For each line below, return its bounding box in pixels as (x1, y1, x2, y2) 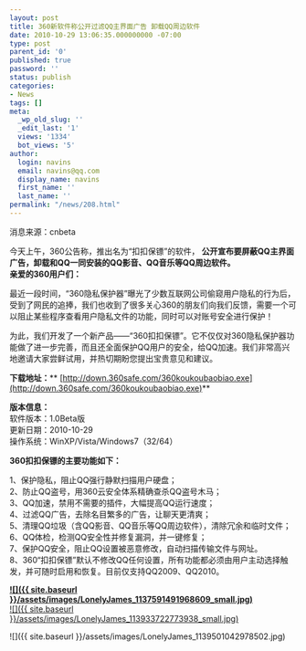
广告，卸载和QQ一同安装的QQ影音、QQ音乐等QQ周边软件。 (9, 257, 236, 268)
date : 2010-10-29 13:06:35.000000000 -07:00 (9, 30, 182, 39)
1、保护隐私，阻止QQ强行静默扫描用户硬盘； (9, 474, 178, 485)
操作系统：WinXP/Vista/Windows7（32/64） (9, 436, 178, 446)
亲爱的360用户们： (9, 268, 82, 279)
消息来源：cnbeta (9, 226, 76, 237)
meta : (9, 107, 30, 116)
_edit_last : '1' (17, 124, 79, 133)
